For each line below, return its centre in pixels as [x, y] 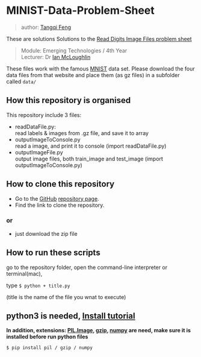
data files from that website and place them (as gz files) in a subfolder [93, 75]
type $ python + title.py [38, 285]
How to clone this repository [60, 184]
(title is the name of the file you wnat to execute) [66, 297]
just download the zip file [46, 233]
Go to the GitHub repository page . [57, 198]
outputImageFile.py [39, 152]
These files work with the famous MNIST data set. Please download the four [101, 68]
